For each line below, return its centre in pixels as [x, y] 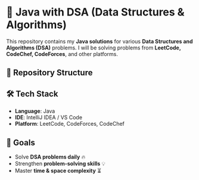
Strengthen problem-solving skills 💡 [60, 163]
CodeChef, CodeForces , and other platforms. [62, 54]
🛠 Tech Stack [32, 94]
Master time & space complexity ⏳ [58, 170]
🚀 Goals [21, 142]
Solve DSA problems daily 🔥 [50, 157]
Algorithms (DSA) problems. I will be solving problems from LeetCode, [94, 48]
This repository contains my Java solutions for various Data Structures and [99, 41]
